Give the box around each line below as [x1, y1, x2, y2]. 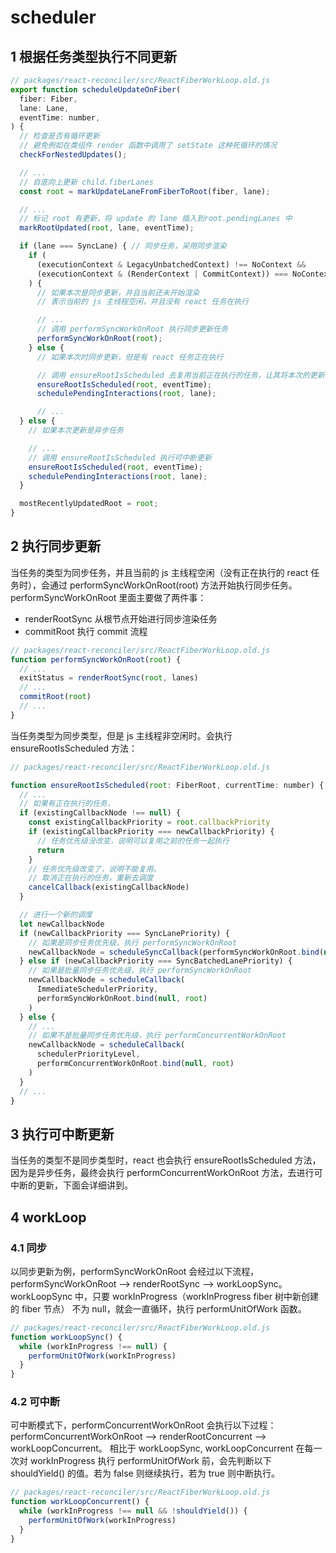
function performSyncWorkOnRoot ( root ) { [10, 654, 182, 665]
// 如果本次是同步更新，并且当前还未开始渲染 [36, 287, 200, 298]
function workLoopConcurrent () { [10, 1497, 150, 1507]
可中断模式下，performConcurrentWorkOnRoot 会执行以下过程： [10, 1419, 277, 1431]
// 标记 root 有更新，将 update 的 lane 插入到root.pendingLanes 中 [19, 214, 293, 224]
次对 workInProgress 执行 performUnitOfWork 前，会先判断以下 [10, 1455, 272, 1467]
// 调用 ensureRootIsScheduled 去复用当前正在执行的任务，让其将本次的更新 [36, 370, 325, 380]
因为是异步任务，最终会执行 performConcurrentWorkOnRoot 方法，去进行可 [10, 1167, 323, 1179]
